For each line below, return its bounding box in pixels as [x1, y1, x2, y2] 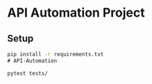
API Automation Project [7, 5, 145, 21]
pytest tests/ [7, 69, 49, 77]
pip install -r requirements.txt [7, 51, 104, 58]
